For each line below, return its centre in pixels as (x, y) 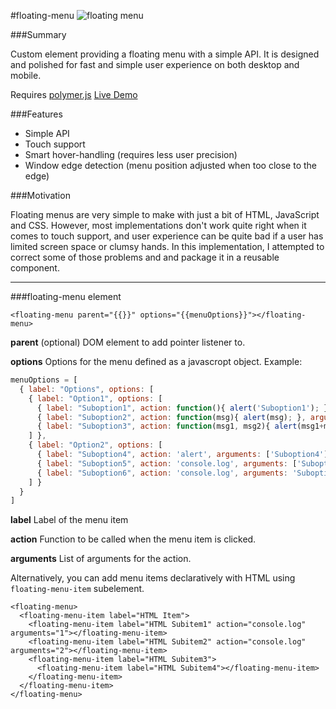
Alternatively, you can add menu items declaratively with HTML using (153, 578)
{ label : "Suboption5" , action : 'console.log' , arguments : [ (167, 463)
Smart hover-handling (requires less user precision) (131, 154)
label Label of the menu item (69, 520)
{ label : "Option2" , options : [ (95, 445)
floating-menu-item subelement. (77, 589)
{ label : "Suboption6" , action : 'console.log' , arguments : (162, 473)
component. (35, 268)
